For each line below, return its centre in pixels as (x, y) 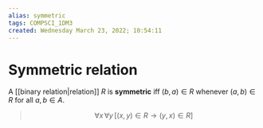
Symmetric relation (73, 70)
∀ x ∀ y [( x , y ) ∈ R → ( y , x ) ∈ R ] (144, 115)
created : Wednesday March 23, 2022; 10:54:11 (85, 30)
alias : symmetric (37, 16)
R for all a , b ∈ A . (37, 100)
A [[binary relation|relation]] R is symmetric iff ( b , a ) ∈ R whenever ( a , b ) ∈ (132, 91)
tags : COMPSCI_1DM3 (41, 23)
